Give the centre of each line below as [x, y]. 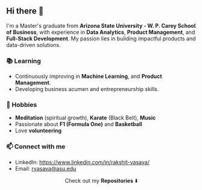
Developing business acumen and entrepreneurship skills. [87, 89]
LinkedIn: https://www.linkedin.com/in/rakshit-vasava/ [82, 162]
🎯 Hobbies [22, 105]
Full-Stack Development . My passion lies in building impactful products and [101, 38]
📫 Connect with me [36, 147]
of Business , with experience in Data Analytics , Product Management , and [101, 32]
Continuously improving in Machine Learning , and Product [88, 77]
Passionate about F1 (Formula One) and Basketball [79, 124]
